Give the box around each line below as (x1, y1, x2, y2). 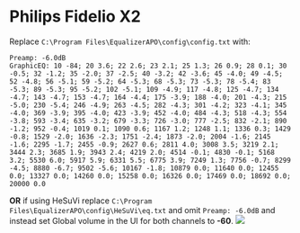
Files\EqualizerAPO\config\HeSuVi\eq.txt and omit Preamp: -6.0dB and (9, 204, 276, 215)
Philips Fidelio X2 (9, 6, 141, 27)
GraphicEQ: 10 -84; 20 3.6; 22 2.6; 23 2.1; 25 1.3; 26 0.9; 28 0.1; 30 (9, 61, 287, 70)
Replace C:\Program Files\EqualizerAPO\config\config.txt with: (9, 36, 251, 47)
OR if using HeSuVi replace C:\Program (9, 195, 153, 206)
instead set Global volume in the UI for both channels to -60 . (9, 215, 234, 226)
